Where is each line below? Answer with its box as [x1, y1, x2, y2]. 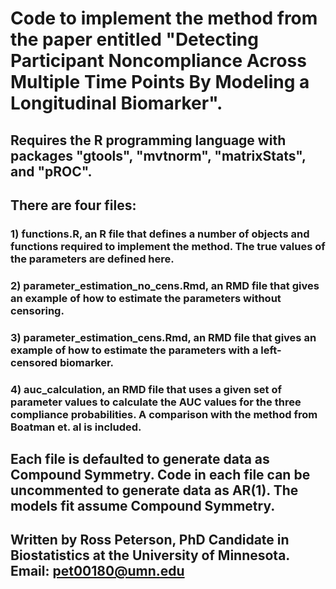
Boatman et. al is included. [10, 420, 142, 434]
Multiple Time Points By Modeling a [10, 71, 310, 94]
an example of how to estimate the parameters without [10, 291, 282, 305]
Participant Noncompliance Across [10, 50, 307, 72]
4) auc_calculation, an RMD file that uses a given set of [10, 382, 282, 396]
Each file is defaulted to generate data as [10, 451, 270, 468]
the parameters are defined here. [10, 252, 175, 266]
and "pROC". [10, 163, 93, 180]
